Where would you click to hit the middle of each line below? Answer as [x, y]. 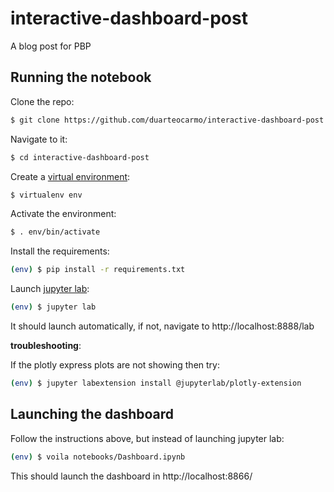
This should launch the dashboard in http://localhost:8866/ [131, 476]
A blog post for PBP [51, 46]
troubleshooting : [46, 345]
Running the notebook [81, 77]
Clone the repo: [42, 101]
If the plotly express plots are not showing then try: [115, 365]
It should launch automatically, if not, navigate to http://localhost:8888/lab [162, 326]
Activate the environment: [63, 214]
